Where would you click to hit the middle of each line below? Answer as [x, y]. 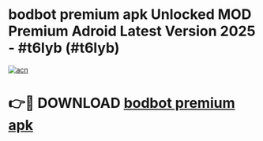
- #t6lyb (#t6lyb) [64, 48]
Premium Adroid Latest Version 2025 [132, 31]
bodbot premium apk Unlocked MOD [130, 15]
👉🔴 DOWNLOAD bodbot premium [122, 103]
